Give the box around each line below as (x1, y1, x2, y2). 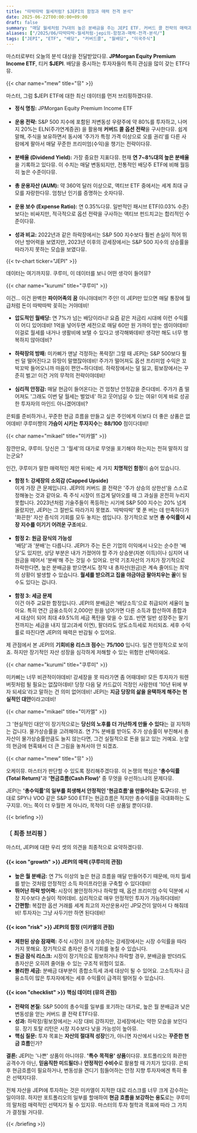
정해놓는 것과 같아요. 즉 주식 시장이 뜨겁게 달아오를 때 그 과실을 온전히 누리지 (14, 492, 190, 498)
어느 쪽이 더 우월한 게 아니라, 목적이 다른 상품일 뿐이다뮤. (23, 802, 153, 809)
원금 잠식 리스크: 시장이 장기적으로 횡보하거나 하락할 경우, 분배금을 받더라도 (14, 952, 186, 959)
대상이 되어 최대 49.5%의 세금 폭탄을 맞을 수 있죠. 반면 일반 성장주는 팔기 (21, 614, 188, 621)
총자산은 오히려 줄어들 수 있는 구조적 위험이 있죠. (14, 959, 126, 966)
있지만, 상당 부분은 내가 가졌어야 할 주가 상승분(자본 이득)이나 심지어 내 (27, 549, 189, 556)
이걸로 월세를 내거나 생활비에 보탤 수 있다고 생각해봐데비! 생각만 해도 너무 (14, 329, 182, 336)
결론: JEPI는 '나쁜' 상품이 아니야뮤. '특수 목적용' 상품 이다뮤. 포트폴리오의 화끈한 (6, 1052, 188, 1059)
